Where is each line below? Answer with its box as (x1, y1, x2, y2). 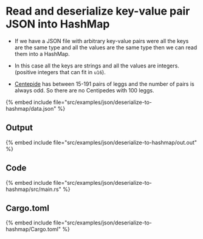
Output (5, 123, 33, 133)
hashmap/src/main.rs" (5, 185, 62, 193)
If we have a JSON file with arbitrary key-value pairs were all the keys (14, 37, 189, 44)
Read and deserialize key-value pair (5, 4, 190, 18)
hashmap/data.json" (5, 105, 57, 112)
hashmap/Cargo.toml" (5, 226, 61, 233)
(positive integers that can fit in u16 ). (14, 68, 106, 75)
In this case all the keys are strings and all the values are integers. (14, 62, 180, 69)
